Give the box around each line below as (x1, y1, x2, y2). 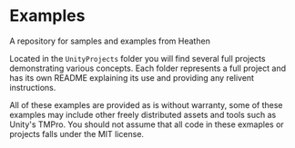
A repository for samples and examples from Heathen (9, 35, 211, 46)
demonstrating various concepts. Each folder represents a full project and (9, 63, 287, 74)
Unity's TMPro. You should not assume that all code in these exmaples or (9, 119, 284, 130)
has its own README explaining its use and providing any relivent (9, 72, 255, 83)
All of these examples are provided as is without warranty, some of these (9, 99, 284, 110)
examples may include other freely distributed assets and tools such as (9, 109, 277, 120)
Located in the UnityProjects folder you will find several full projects (9, 53, 266, 64)
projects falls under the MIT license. (9, 128, 144, 139)
